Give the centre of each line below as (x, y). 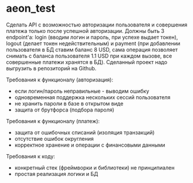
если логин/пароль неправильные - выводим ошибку (82, 91)
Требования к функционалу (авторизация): (60, 79)
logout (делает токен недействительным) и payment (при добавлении (93, 43)
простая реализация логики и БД (56, 174)
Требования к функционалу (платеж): (53, 121)
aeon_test (31, 9)
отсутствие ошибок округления (54, 138)
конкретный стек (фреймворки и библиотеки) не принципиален (94, 167)
